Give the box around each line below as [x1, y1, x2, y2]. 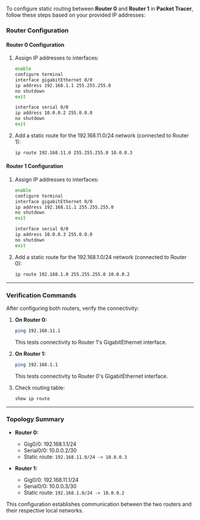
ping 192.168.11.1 [14, 328, 61, 334]
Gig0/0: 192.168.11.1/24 [23, 476, 79, 483]
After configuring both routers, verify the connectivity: [6, 304, 139, 312]
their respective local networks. [6, 507, 84, 514]
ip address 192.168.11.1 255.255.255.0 [14, 204, 114, 210]
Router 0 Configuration [6, 41, 64, 48]
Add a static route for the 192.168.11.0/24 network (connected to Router [14, 131, 189, 139]
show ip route [14, 395, 50, 402]
